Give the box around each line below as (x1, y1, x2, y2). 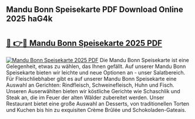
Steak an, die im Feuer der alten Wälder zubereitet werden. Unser (6, 94, 164, 101)
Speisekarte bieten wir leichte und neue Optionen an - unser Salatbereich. (6, 69, 186, 76)
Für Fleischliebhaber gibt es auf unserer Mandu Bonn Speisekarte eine (6, 76, 177, 82)
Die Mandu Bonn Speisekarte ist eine (99, 57, 189, 63)
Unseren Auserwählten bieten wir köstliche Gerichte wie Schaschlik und (6, 88, 180, 94)
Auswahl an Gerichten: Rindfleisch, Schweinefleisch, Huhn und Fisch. (6, 81, 174, 89)
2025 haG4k (6, 14, 53, 24)
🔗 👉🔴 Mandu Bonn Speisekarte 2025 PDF (6, 38, 163, 48)
